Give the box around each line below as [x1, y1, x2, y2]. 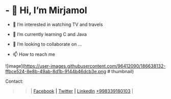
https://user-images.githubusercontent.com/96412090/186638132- [24, 63, 166, 69]
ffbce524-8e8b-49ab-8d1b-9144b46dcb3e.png [5, 68, 106, 74]
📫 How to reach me [12, 51, 55, 57]
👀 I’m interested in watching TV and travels [12, 21, 103, 27]
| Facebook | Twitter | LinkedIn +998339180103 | [30, 88, 134, 94]
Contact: [5, 78, 24, 84]
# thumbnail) [107, 68, 134, 74]
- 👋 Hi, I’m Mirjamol [5, 5, 87, 16]
